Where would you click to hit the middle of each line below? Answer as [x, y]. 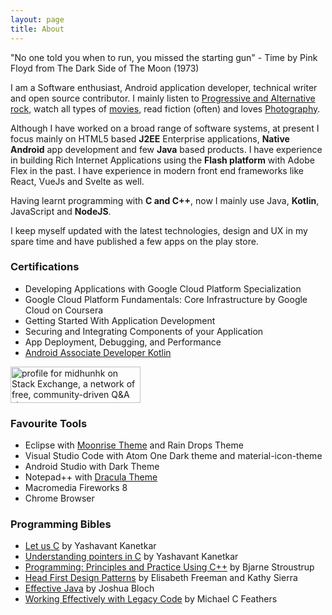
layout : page [37, 19]
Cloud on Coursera [64, 310]
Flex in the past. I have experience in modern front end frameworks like [157, 170]
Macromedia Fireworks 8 [76, 488]
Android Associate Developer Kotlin [98, 352]
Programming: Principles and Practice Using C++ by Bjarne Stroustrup [169, 567]
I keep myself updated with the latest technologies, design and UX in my [159, 230]
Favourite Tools [49, 423]
